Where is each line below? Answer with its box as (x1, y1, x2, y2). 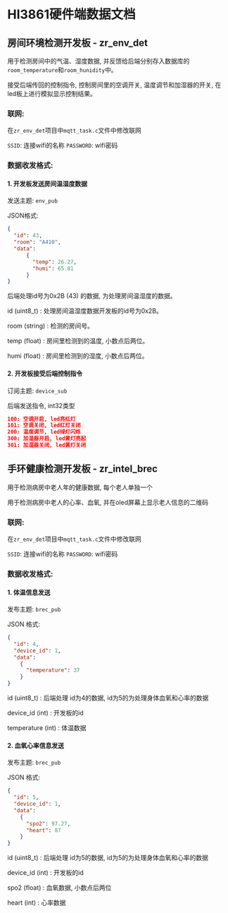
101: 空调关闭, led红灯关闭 (7, 422, 81, 429)
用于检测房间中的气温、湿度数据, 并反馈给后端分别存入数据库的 (7, 57, 190, 65)
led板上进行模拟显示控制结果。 (7, 90, 97, 97)
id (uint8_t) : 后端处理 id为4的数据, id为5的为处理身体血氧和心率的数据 (7, 693, 209, 703)
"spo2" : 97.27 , (25, 820, 71, 827)
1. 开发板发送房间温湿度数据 (7, 179, 88, 188)
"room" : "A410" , (13, 239, 61, 246)
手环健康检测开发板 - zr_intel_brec (7, 463, 158, 475)
